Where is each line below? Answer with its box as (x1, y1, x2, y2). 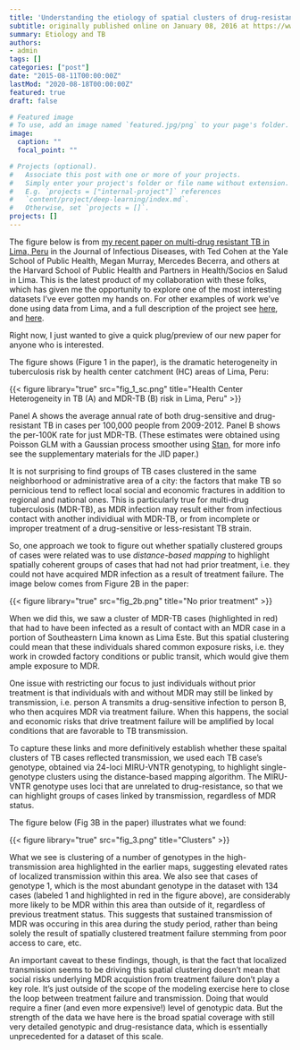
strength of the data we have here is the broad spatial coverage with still (9, 1012, 275, 1022)
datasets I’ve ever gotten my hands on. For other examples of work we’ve (9, 293, 279, 304)
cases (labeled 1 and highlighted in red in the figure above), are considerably (9, 890, 291, 901)
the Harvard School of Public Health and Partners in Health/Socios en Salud (9, 265, 288, 276)
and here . (9, 312, 45, 323)
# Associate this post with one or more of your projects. (9, 170, 242, 179)
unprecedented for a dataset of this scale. (9, 1030, 163, 1041)
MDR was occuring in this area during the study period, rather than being (9, 918, 279, 929)
